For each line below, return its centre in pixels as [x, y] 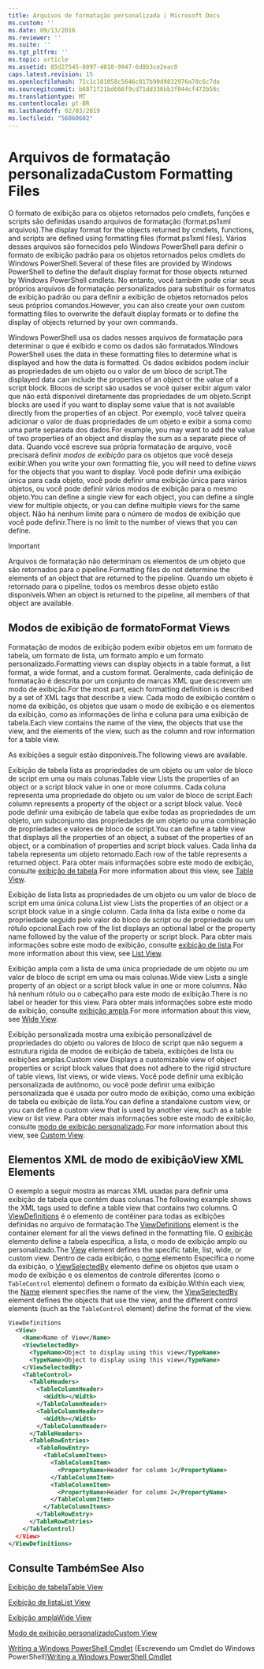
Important [24, 545]
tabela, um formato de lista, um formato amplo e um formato [106, 655]
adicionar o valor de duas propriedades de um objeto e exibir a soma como [130, 421]
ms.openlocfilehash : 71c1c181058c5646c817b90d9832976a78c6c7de [114, 81]
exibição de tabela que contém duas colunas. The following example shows [130, 1200]
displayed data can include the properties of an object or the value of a [123, 379]
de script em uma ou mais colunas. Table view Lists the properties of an [124, 778]
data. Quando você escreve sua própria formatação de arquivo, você [120, 446]
